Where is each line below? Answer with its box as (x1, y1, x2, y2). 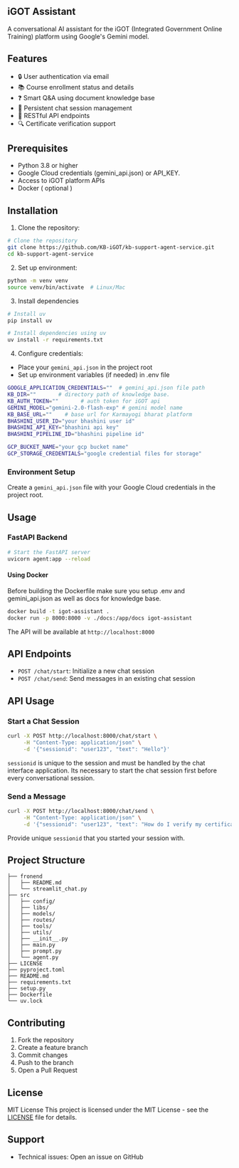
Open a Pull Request (17, 1066, 78, 1075)
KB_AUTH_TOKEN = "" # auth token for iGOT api (7, 398, 161, 405)
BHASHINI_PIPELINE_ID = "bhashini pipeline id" (7, 430, 144, 438)
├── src (7, 892, 31, 899)
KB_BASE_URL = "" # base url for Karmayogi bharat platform (7, 410, 193, 418)
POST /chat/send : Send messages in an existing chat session (17, 674, 196, 683)
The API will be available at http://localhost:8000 (7, 627, 155, 636)
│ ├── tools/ (7, 923, 53, 930)
